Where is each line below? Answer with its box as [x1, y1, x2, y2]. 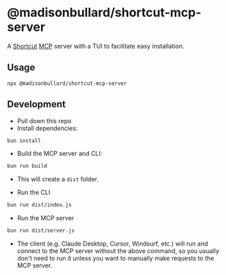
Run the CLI [16, 188, 51, 196]
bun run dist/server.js [7, 227, 75, 234]
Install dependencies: [16, 124, 78, 132]
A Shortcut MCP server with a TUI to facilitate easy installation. [7, 42, 185, 50]
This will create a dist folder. [16, 175, 99, 183]
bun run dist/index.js [7, 202, 72, 209]
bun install [7, 137, 41, 144]
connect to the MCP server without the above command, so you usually [16, 247, 220, 255]
